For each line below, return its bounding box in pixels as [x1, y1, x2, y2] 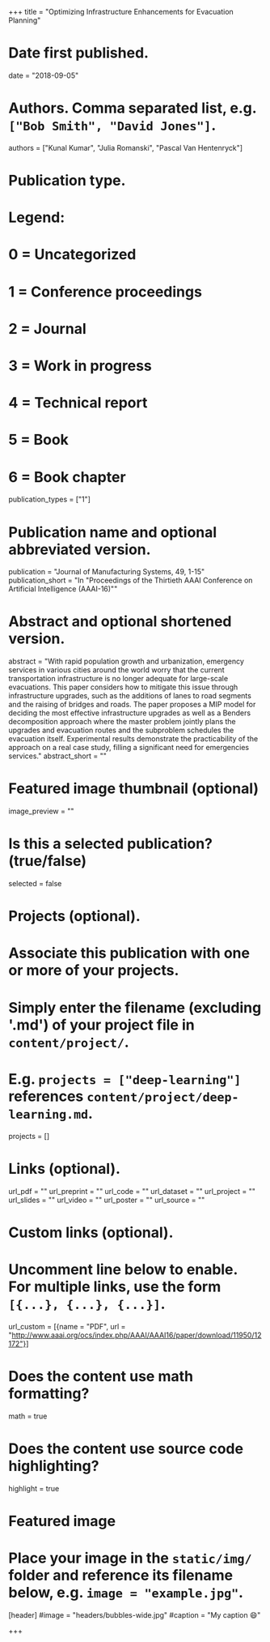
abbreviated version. [8, 540, 151, 558]
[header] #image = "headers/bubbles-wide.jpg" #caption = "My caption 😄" [8, 1610, 261, 1619]
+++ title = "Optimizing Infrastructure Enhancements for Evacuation [8, 7, 234, 16]
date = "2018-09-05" [8, 70, 79, 80]
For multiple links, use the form [8, 1277, 221, 1295]
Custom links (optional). [8, 1223, 174, 1242]
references [8, 1087, 84, 1105]
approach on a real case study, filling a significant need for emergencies [8, 743, 249, 753]
